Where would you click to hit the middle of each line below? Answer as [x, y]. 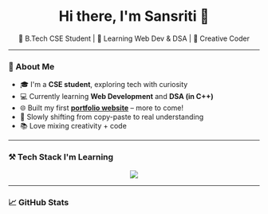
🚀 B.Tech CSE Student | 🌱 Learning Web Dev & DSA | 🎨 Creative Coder [134, 38]
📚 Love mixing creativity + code [73, 126]
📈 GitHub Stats [39, 203]
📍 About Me [32, 66]
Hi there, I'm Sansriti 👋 [134, 16]
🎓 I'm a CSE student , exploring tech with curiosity [104, 85]
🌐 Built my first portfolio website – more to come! [102, 108]
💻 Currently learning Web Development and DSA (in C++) [116, 97]
